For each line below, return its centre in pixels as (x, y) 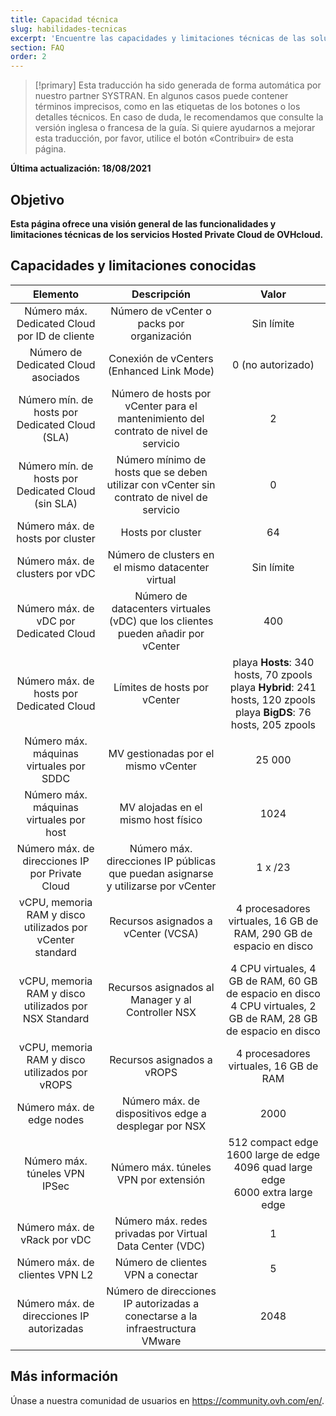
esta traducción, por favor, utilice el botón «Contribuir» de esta (164, 138)
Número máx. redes (161, 1221)
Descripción (161, 294)
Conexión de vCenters (161, 358)
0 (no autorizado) (273, 364)
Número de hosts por (161, 393)
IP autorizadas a (161, 1303)
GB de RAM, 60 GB (273, 981)
